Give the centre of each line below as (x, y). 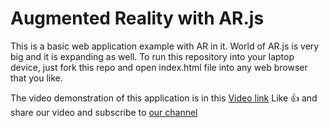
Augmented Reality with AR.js (137, 18)
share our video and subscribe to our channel (104, 112)
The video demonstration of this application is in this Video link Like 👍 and (164, 98)
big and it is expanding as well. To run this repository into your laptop (152, 56)
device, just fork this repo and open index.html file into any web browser (159, 67)
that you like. (36, 78)
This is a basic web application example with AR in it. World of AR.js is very (165, 46)
